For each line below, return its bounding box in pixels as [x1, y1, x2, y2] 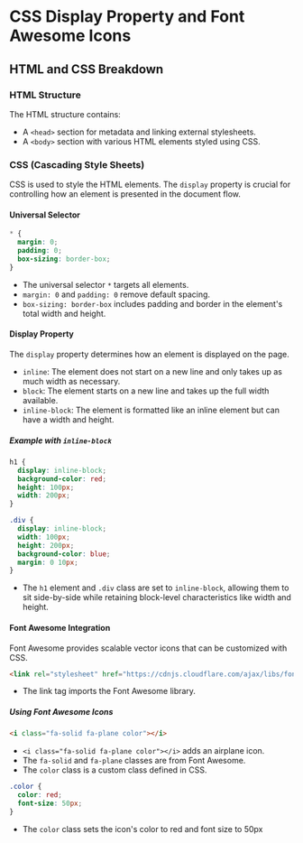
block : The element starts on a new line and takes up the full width [22, 385, 270, 396]
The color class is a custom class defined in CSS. [22, 764, 207, 775]
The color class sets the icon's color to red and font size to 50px [22, 823, 263, 834]
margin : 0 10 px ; [17, 558, 78, 567]
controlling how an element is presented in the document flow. [9, 189, 242, 199]
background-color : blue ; [17, 549, 111, 559]
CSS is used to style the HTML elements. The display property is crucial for [9, 179, 291, 190]
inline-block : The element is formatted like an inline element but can [22, 404, 280, 415]
